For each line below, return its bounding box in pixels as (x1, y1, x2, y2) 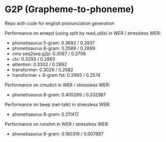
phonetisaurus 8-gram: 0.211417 (12, 111, 79, 117)
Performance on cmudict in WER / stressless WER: (5, 82, 110, 88)
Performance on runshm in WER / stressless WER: (5, 121, 109, 127)
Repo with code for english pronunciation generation (5, 20, 114, 26)
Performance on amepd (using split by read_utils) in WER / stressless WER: (5, 30, 161, 36)
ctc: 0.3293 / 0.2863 (12, 56, 55, 62)
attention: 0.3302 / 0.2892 (12, 61, 67, 67)
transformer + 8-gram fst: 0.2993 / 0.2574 (12, 72, 101, 78)
